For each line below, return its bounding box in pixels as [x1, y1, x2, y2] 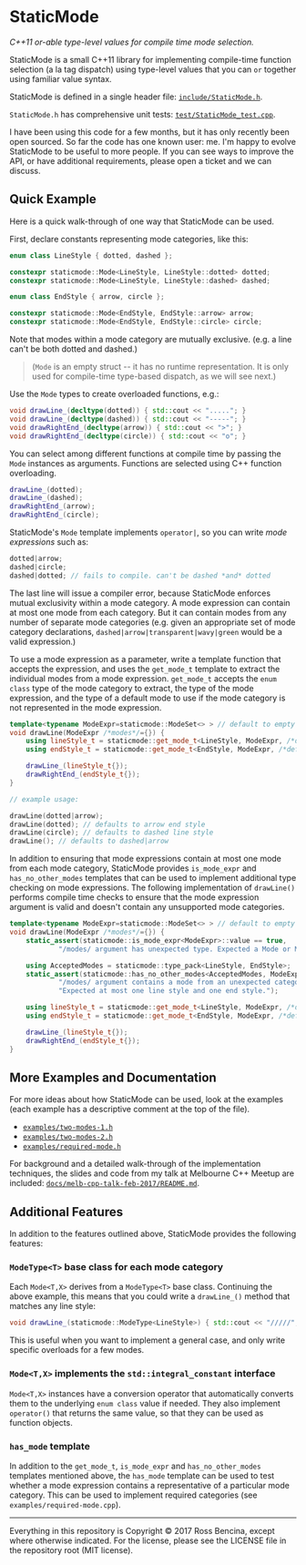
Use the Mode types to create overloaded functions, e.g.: [9, 389, 219, 399]
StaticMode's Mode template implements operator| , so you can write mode [9, 527, 288, 537]
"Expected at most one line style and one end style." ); [57, 987, 280, 996]
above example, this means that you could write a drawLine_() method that [9, 1291, 291, 1302]
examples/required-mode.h [22, 1142, 121, 1151]
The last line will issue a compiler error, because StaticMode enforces [9, 588, 271, 598]
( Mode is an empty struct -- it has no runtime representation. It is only [31, 362, 290, 372]
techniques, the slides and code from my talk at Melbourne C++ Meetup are [9, 1168, 294, 1179]
